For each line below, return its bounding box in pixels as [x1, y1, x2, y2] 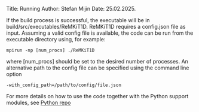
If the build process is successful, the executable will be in [6, 17, 151, 23]
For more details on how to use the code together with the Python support [6, 93, 189, 99]
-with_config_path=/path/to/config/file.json [6, 82, 121, 88]
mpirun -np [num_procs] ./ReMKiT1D [6, 47, 95, 53]
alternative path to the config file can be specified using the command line [6, 64, 189, 71]
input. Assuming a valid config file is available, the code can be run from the [6, 29, 194, 37]
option [6, 71, 22, 77]
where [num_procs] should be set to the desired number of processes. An [6, 58, 188, 65]
